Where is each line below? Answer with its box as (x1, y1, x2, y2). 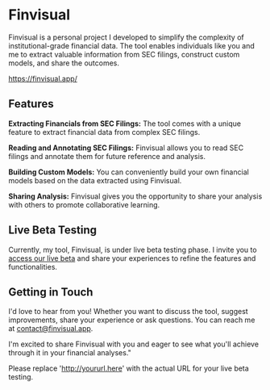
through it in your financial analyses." (8, 348, 131, 358)
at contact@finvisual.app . (8, 324, 93, 333)
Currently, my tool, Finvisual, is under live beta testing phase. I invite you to (8, 245, 257, 254)
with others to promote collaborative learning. (8, 199, 160, 209)
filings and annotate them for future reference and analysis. (8, 151, 206, 161)
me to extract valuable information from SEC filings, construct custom (8, 49, 240, 59)
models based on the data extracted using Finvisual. (8, 175, 182, 185)
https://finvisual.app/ (8, 73, 78, 83)
